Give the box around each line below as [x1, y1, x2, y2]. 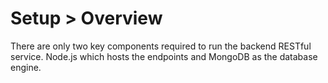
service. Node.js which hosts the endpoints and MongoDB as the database [10, 50, 318, 62]
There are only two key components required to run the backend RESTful [10, 40, 312, 52]
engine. [10, 61, 42, 73]
